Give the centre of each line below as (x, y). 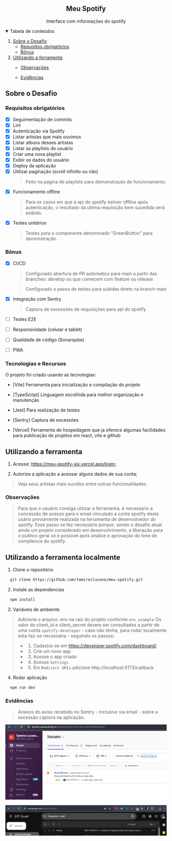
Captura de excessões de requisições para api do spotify (86, 309)
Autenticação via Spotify (39, 131)
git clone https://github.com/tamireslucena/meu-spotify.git (77, 580)
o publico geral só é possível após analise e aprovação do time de (87, 536)
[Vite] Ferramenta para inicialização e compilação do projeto (77, 385)
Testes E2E (25, 319)
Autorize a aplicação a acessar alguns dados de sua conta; (75, 474)
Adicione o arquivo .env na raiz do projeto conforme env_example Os (90, 619)
